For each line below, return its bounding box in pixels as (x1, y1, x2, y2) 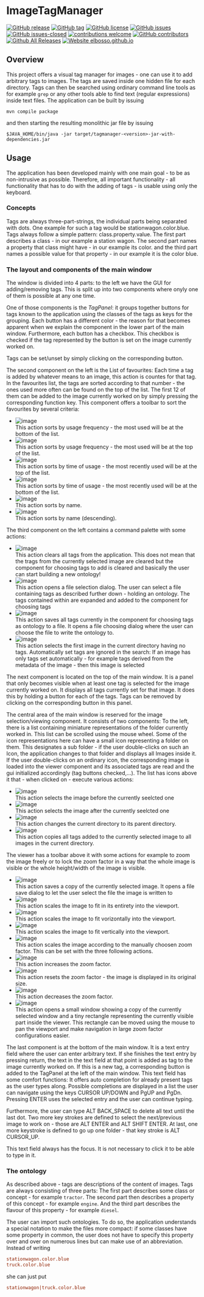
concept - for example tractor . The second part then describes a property (6, 1194, 194, 1201)
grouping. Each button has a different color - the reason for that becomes (6, 317, 191, 324)
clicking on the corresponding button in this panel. (6, 699, 133, 707)
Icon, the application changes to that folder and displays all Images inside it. (6, 750, 197, 757)
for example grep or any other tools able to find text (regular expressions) (6, 90, 190, 98)
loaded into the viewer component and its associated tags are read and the (6, 763, 195, 770)
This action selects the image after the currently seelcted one (15, 807, 169, 815)
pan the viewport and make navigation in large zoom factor (15, 1025, 163, 1033)
